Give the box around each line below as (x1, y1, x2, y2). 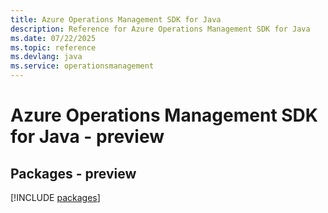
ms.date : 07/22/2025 (10, 33, 97, 43)
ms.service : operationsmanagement (10, 61, 155, 71)
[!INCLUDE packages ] (10, 192, 101, 203)
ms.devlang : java (10, 52, 83, 62)
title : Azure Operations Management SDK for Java (10, 14, 222, 25)
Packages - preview (10, 165, 137, 182)
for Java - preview (10, 126, 165, 148)
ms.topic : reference (10, 42, 97, 53)
